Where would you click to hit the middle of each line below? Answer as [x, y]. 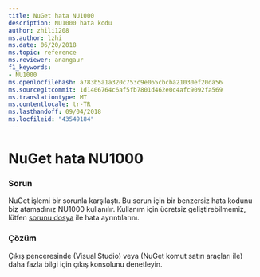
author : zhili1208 [39, 30]
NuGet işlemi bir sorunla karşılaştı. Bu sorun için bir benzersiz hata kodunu [130, 201]
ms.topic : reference [43, 53]
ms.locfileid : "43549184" [51, 119]
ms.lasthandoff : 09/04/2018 [55, 112]
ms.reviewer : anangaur [46, 60]
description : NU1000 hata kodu [60, 23]
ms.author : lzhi [35, 38]
